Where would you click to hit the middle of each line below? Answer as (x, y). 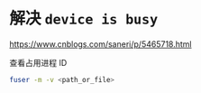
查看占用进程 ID (38, 62)
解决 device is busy (84, 19)
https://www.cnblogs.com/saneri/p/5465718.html (100, 44)
